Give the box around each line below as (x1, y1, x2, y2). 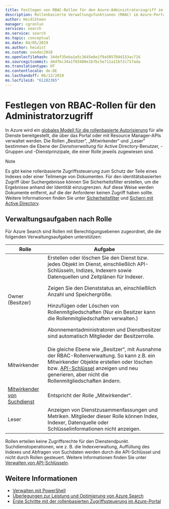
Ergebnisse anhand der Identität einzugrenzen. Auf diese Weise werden (5, 184, 154, 190)
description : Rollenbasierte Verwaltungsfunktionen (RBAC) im (5, 12, 138, 17)
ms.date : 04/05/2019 (5, 40, 49, 45)
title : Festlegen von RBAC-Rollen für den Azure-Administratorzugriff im (5, 7, 163, 13)
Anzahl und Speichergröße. (47, 291, 112, 298)
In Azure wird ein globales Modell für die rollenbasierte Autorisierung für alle (5, 127, 163, 133)
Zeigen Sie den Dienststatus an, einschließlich (47, 284, 156, 291)
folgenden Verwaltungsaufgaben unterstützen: (5, 233, 102, 240)
